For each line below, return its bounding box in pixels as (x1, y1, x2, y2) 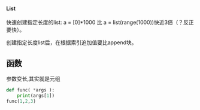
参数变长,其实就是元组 (6, 75, 61, 82)
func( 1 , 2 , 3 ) (6, 98, 36, 104)
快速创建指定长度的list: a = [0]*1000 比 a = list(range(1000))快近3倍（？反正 (6, 19, 195, 26)
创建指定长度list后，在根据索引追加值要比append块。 (6, 39, 137, 46)
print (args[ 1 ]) (17, 93, 55, 99)
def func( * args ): (6, 87, 55, 93)
